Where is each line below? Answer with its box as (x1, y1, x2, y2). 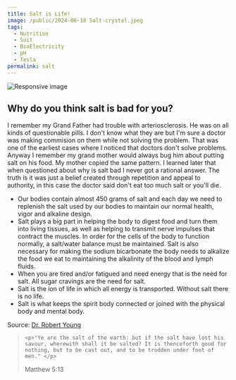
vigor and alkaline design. (17, 209, 93, 219)
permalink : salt (7, 63, 55, 70)
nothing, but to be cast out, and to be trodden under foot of (24, 347, 215, 354)
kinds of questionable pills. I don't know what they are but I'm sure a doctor (7, 128, 226, 137)
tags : (7, 23, 23, 30)
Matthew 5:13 (24, 365, 64, 374)
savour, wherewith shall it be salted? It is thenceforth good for (24, 341, 227, 348)
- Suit (13, 37, 33, 44)
